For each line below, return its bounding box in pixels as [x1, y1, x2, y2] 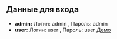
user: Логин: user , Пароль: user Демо [14, 26, 111, 33]
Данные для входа [6, 5, 79, 15]
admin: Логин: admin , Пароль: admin [14, 20, 108, 27]
